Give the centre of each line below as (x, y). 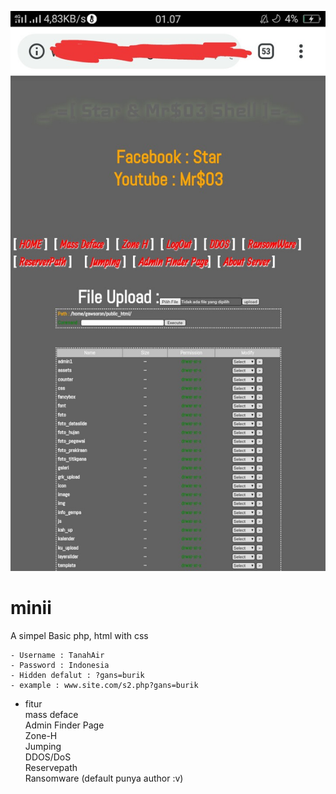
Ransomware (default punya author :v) (104, 778)
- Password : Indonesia (60, 665)
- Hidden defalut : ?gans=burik (77, 675)
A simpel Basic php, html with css (79, 635)
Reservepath (51, 767)
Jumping (43, 746)
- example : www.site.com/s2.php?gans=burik (104, 685)
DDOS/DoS (48, 757)
